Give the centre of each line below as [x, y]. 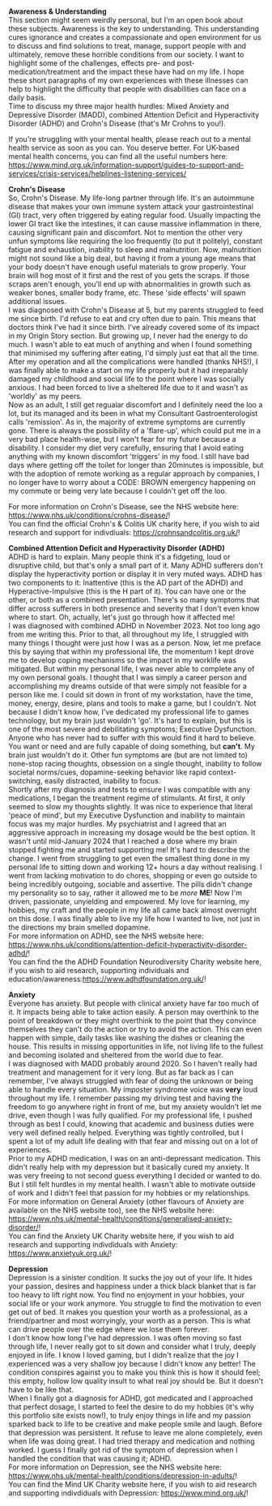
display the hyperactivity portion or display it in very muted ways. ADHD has [136, 574]
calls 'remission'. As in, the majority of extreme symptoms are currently [127, 422]
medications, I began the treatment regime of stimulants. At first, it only [127, 798]
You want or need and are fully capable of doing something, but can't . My [132, 746]
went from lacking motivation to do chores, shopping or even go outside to [133, 875]
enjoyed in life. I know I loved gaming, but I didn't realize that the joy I [123, 1355]
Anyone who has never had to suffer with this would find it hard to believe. [132, 738]
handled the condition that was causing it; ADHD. [90, 1459]
